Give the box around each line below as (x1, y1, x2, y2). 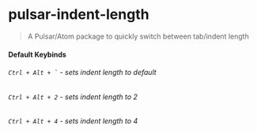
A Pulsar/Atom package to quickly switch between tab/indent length (27, 31, 249, 41)
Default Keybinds (8, 50, 67, 59)
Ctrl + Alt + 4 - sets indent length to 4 (8, 116, 138, 126)
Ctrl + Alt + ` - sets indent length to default (8, 68, 157, 77)
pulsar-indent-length (8, 6, 149, 24)
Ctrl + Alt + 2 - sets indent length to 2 (8, 92, 138, 102)
